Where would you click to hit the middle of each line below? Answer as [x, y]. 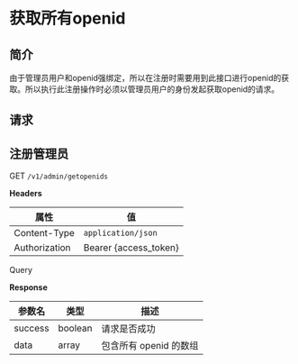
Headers [26, 194]
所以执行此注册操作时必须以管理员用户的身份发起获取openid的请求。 [152, 89]
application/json [120, 233]
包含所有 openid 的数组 [150, 346]
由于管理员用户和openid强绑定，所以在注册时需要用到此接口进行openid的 [145, 78]
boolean [75, 328]
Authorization [42, 248]
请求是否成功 [128, 329]
